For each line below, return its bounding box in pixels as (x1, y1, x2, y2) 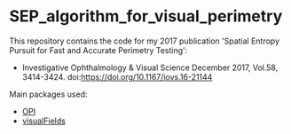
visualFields (21, 115, 67, 126)
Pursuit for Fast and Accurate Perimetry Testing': (9, 44, 188, 55)
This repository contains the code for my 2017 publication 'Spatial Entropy (9, 35, 280, 46)
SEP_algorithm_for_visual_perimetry (9, 6, 283, 27)
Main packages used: (9, 89, 88, 99)
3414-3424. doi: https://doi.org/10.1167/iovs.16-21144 (21, 71, 213, 82)
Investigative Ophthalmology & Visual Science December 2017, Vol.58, (21, 62, 279, 73)
